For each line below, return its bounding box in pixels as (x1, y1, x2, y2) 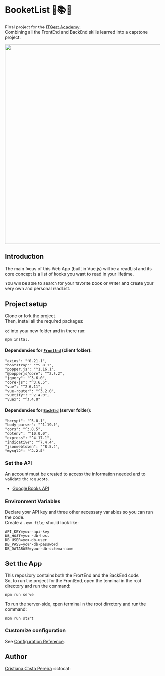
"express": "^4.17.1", (5, 435, 52, 440)
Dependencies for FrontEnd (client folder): (5, 347, 92, 353)
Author (5, 652, 27, 661)
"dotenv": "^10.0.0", (5, 431, 50, 436)
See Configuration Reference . (5, 638, 65, 644)
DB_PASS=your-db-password (5, 542, 58, 547)
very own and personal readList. (5, 285, 70, 291)
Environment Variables (5, 498, 61, 505)
